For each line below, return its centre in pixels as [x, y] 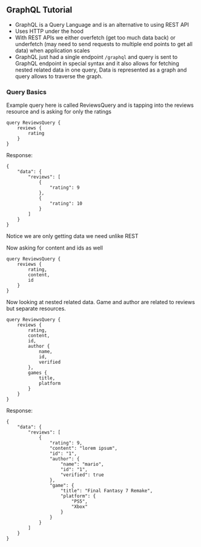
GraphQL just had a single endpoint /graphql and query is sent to [96, 56]
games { [38, 373]
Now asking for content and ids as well [54, 248]
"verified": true [82, 475]
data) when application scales [52, 50]
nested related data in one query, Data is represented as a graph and [101, 70]
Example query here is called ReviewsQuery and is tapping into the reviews [100, 105]
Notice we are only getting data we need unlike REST [72, 236]
